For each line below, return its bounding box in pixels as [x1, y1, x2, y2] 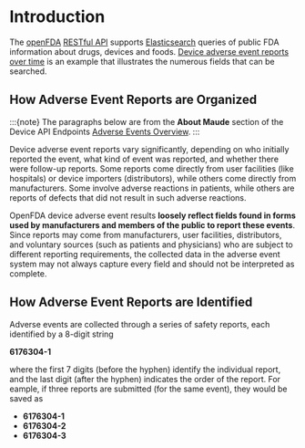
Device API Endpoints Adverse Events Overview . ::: [9, 126, 200, 137]
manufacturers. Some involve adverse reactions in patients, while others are [9, 182, 295, 193]
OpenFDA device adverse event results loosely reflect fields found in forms [9, 210, 296, 221]
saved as [9, 392, 44, 403]
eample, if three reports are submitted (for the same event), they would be [9, 383, 288, 394]
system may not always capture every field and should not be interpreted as [9, 258, 295, 269]
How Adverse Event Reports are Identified [9, 295, 253, 310]
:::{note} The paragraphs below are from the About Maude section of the [9, 116, 284, 127]
